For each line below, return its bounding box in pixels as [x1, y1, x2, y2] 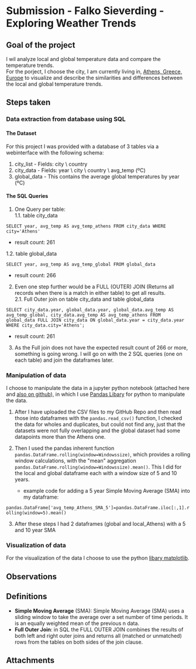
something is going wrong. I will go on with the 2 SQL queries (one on [14, 350, 183, 357]
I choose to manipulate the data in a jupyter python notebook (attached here [6, 385, 190, 392]
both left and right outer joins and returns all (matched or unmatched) [14, 632, 183, 639]
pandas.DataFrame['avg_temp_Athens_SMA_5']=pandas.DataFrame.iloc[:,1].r [6, 505, 190, 511]
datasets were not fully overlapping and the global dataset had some [14, 427, 180, 434]
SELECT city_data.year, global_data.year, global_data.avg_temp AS [6, 307, 174, 312]
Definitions [6, 591, 47, 601]
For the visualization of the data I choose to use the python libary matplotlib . [6, 554, 190, 562]
